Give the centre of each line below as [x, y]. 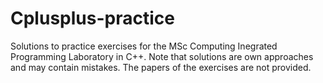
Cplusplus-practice [92, 18]
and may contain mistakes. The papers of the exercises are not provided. [161, 67]
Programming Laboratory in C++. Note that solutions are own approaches [162, 56]
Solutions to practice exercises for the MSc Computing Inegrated [144, 46]
